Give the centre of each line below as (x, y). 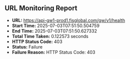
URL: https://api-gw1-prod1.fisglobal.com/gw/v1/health (68, 20)
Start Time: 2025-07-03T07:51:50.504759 (55, 25)
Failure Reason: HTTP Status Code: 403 (53, 52)
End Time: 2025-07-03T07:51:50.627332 (54, 31)
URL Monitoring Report (41, 8)
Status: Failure (27, 46)
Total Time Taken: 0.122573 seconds (50, 36)
